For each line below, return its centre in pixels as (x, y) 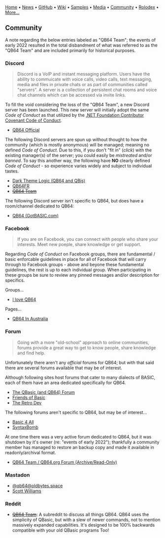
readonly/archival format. (31, 452)
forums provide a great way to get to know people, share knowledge (86, 347)
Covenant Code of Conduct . (34, 120)
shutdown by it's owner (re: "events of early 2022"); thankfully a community (82, 442)
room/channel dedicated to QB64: (40, 206)
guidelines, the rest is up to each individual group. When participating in (78, 270)
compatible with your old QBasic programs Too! (61, 530)
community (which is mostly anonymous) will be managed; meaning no (77, 145)
